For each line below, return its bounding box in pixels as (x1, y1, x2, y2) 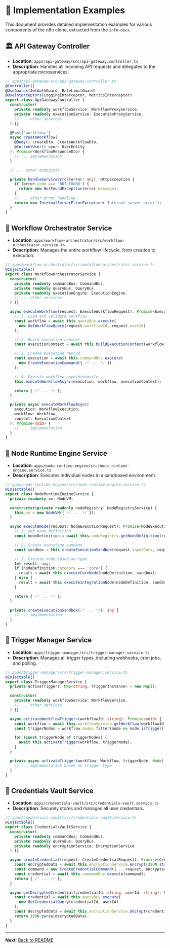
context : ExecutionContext (14, 416, 71, 421)
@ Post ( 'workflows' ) (10, 130, 51, 135)
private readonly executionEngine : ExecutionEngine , (14, 290, 128, 296)
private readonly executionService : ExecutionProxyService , (14, 112, 144, 117)
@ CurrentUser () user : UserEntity (14, 144, 85, 150)
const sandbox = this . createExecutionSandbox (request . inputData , (14, 547, 155, 552)
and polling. (12, 660, 37, 666)
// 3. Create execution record (14, 351, 80, 356)
